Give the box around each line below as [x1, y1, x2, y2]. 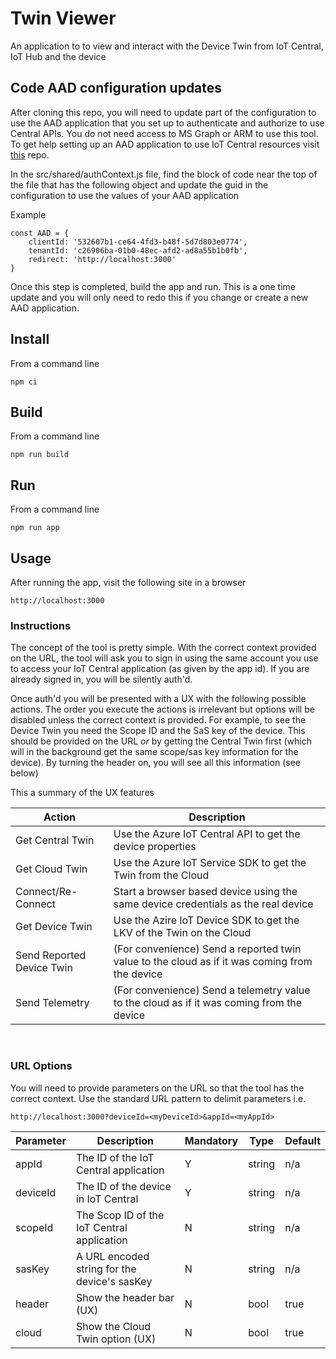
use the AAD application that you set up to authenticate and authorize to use [10, 117, 325, 129]
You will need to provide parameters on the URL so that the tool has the [10, 1082, 305, 1094]
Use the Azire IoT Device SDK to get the [113, 913, 300, 927]
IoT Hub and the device [10, 50, 107, 62]
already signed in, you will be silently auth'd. [10, 673, 193, 686]
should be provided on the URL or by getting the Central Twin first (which [10, 735, 312, 747]
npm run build [10, 450, 70, 460]
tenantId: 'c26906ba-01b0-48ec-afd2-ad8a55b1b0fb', [28, 245, 248, 256]
